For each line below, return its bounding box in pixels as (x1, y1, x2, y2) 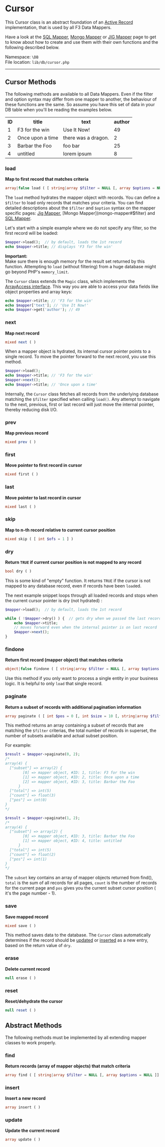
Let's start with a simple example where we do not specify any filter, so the (5, 224, 157, 231)
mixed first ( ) (5, 472, 38, 477)
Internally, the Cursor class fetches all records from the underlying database (5, 391, 159, 397)
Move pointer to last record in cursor (5, 495, 82, 501)
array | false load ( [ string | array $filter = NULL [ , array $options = (5, 186, 155, 191)
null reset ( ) (5, 1007, 36, 1012)
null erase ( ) (5, 976, 36, 980)
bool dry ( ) (5, 568, 32, 574)
